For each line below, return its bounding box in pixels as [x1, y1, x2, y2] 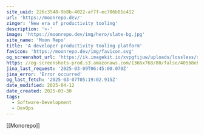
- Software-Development [12, 99, 72, 105]
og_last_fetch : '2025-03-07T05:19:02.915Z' [6, 77, 118, 83]
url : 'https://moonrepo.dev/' [6, 15, 83, 21]
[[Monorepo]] [6, 122, 41, 129]
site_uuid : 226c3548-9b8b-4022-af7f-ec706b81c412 [6, 9, 135, 15]
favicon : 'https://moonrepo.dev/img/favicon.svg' [6, 49, 135, 55]
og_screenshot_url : [6, 54, 56, 60]
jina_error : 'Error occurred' [6, 71, 83, 77]
